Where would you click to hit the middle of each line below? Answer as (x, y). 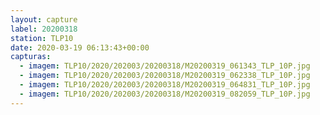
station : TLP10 (42, 38)
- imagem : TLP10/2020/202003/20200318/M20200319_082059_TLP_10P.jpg (165, 94)
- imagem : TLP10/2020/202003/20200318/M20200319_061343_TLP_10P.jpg (165, 66)
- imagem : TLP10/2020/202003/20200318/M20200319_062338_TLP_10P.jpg (165, 76)
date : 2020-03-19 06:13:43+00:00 (80, 47)
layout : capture (44, 19)
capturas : (31, 57)
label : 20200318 (44, 29)
